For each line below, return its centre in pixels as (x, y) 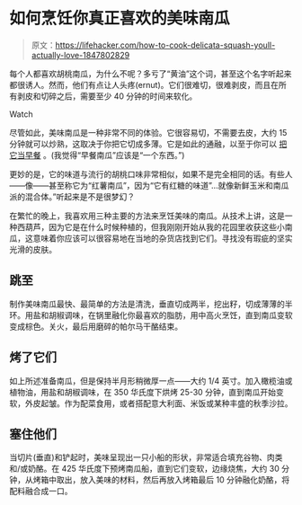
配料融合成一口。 (41, 492)
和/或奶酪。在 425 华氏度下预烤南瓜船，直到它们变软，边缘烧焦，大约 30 (145, 469)
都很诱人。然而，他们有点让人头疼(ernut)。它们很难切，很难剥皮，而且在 (144, 84)
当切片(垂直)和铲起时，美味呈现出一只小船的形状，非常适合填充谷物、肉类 (146, 457)
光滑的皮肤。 (33, 249)
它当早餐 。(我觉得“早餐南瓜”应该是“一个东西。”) (97, 155)
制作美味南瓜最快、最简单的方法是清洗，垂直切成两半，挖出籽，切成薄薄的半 (151, 304)
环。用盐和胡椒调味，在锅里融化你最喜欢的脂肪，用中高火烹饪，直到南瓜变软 (151, 315)
